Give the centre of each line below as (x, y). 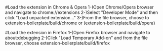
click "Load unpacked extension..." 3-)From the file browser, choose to (77, 18)
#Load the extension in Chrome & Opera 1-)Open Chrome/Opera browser (80, 7)
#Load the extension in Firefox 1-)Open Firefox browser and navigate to (78, 32)
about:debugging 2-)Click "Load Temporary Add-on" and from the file (77, 38)
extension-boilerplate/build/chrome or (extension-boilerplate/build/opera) (80, 23)
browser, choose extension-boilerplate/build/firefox (58, 43)
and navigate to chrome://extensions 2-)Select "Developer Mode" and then (81, 12)
